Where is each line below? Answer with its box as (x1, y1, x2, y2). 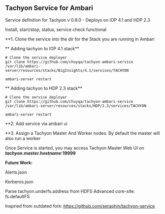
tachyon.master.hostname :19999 (5, 150, 76, 156)
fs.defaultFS (5, 193, 30, 199)
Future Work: (5, 159, 33, 165)
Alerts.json (5, 169, 27, 175)
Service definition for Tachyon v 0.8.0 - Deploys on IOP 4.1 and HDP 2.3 (5, 17, 150, 23)
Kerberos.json (5, 179, 33, 184)
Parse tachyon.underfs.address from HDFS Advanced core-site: (5, 188, 135, 194)
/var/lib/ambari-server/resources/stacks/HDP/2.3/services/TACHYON (5, 103, 147, 108)
